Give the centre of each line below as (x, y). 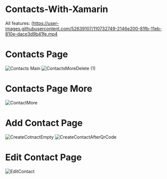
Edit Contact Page (44, 157)
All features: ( (19, 23)
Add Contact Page (44, 123)
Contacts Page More (49, 89)
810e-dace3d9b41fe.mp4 (31, 34)
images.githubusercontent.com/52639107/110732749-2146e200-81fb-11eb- (83, 28)
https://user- (46, 23)
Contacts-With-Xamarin (57, 9)
